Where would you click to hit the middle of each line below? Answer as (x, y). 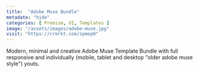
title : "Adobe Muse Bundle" (43, 12)
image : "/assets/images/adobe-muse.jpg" (58, 28)
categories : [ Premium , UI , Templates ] (58, 23)
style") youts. (23, 64)
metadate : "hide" (28, 17)
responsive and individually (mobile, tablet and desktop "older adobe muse (100, 57)
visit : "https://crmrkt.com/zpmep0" (52, 34)
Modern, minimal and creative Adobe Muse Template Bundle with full (92, 51)
